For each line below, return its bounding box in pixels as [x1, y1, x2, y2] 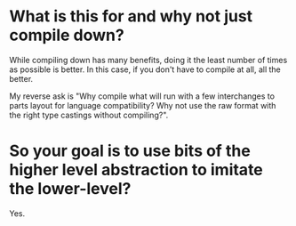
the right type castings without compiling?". [9, 109, 169, 120]
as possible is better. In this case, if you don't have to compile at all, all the [9, 64, 282, 75]
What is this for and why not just [9, 6, 253, 27]
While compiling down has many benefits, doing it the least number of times [9, 54, 288, 65]
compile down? [9, 25, 124, 45]
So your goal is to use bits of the [9, 141, 251, 161]
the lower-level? [9, 179, 132, 199]
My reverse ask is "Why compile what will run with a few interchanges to [9, 91, 276, 101]
